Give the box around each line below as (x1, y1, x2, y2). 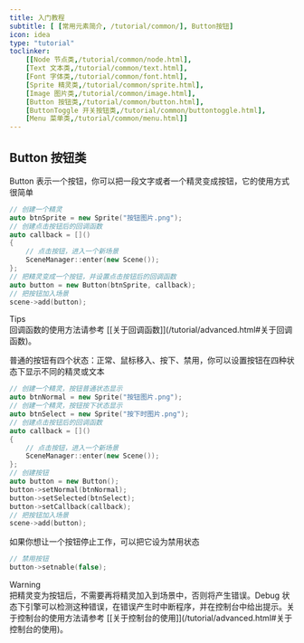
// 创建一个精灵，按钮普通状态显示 (9, 384, 123, 393)
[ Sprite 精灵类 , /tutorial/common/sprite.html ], (25, 80, 204, 90)
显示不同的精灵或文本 (24, 366, 105, 377)
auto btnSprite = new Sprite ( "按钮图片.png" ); (9, 213, 183, 222)
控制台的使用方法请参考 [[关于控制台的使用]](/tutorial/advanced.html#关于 (16, 612, 292, 624)
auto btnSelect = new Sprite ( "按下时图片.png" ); (9, 410, 190, 419)
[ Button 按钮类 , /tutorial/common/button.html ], (25, 97, 204, 107)
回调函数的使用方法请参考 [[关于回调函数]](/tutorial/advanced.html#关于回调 (9, 325, 292, 336)
